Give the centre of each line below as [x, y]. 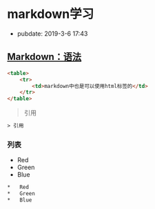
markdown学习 [51, 14]
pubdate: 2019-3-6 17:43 [52, 33]
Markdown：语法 [44, 57]
